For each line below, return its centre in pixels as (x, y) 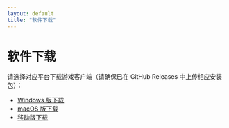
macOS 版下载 (38, 109)
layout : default (31, 13)
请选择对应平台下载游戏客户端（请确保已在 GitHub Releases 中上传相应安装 (114, 77)
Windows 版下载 (41, 100)
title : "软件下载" (32, 20)
